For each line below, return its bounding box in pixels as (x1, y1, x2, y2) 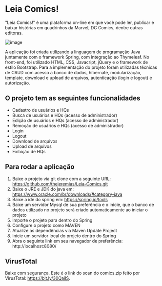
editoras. (5, 30, 23, 36)
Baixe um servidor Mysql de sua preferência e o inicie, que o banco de (12, 202, 155, 207)
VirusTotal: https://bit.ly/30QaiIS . (5, 275, 71, 281)
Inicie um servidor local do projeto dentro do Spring (12, 233, 116, 239)
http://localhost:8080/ (12, 243, 57, 249)
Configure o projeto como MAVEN (12, 222, 81, 228)
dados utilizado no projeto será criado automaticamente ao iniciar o (12, 206, 148, 213)
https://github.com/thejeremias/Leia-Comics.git (12, 181, 108, 186)
